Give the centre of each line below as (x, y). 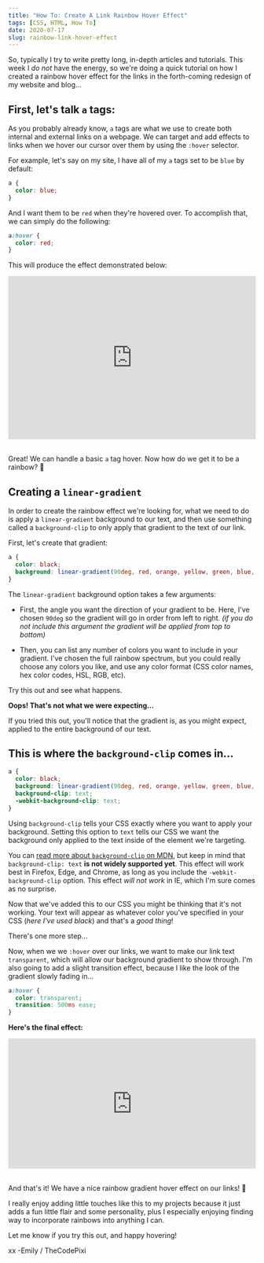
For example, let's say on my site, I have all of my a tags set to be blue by (126, 160)
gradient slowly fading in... (51, 976)
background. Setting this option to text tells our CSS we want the (114, 831)
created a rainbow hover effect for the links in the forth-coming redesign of (130, 76)
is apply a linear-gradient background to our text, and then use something (130, 519)
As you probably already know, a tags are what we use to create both (120, 129)
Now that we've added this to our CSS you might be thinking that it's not (125, 904)
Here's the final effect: (46, 1028)
